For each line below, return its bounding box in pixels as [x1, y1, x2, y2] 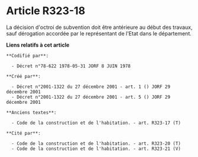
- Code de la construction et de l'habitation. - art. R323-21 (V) [11, 146, 181, 152]
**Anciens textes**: [6, 109, 57, 116]
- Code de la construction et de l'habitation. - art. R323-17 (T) [11, 120, 181, 126]
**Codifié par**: [6, 53, 49, 58]
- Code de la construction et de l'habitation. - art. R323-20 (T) [11, 140, 181, 146]
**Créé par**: [6, 73, 41, 79]
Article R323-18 [6, 4, 86, 18]
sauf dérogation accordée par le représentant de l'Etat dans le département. [6, 30, 192, 37]
